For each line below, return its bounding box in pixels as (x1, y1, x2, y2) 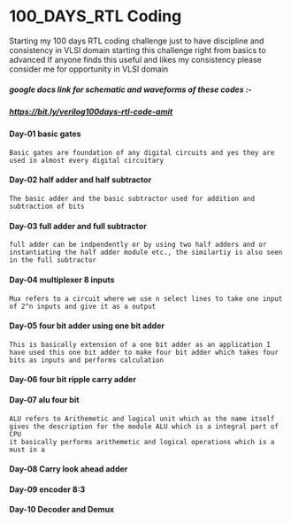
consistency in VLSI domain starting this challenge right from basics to (9, 44, 267, 55)
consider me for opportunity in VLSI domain (9, 64, 169, 74)
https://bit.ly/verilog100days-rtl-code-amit (9, 106, 173, 117)
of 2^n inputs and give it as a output (9, 302, 157, 311)
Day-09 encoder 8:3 (9, 484, 86, 495)
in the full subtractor (9, 256, 97, 265)
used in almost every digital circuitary (9, 156, 165, 165)
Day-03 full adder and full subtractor (9, 220, 148, 231)
